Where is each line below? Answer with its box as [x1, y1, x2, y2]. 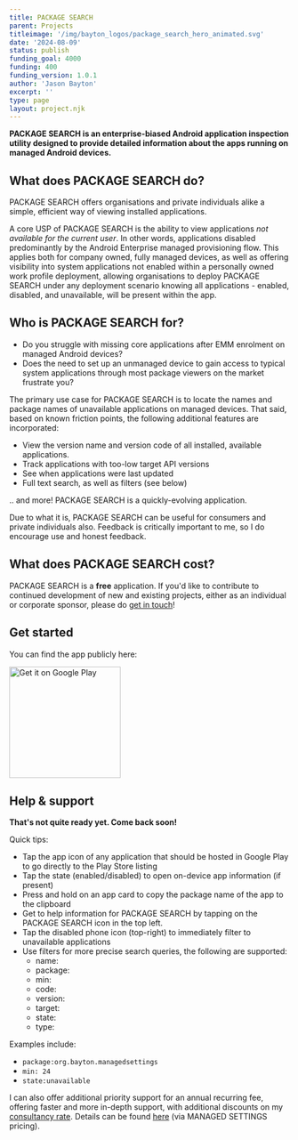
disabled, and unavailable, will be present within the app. [9, 290, 217, 301]
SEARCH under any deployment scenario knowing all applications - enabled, [9, 280, 290, 291]
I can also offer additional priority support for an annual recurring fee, [9, 1092, 264, 1104]
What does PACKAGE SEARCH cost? [9, 557, 215, 572]
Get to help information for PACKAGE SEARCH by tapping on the [21, 909, 258, 919]
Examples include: [9, 1039, 77, 1050]
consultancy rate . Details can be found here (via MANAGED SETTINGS [9, 1112, 268, 1122]
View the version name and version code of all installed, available [21, 440, 262, 450]
